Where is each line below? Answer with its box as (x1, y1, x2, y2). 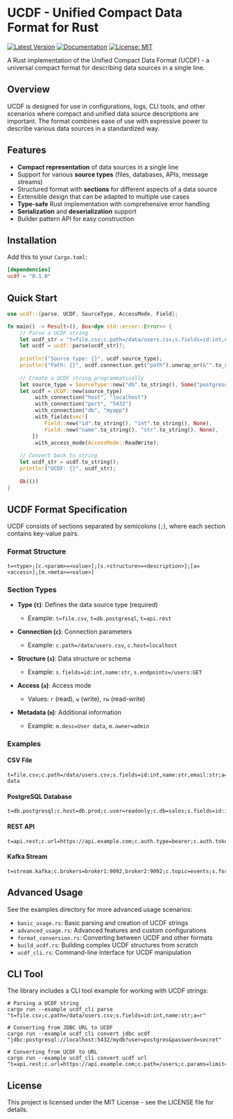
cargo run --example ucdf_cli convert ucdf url (7, 1054, 148, 1062)
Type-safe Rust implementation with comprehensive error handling (17, 199, 210, 208)
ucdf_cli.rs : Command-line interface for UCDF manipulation (17, 948, 192, 956)
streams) (17, 177, 43, 185)
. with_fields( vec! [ (32, 413, 89, 421)
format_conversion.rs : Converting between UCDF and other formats (17, 933, 213, 942)
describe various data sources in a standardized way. (7, 124, 160, 133)
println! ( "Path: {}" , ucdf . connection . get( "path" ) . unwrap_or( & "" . (19, 362, 216, 369)
